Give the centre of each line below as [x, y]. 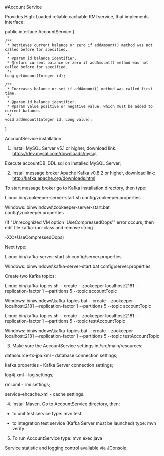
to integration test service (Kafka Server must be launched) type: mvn [84, 423]
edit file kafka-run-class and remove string [49, 228]
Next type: [16, 247]
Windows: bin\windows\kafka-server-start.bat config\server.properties [78, 266]
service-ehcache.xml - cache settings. [45, 394]
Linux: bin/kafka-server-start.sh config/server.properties [63, 257]
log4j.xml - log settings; [29, 375]
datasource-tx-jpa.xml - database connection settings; [61, 355]
